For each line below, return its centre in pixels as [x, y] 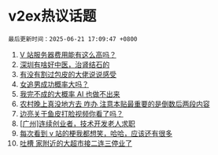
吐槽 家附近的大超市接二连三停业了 [76, 143]
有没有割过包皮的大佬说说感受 [68, 74]
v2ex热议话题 [52, 16]
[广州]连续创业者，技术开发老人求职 [78, 124]
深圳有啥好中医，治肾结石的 [65, 65]
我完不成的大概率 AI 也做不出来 [70, 94]
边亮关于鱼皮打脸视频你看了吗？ [71, 113]
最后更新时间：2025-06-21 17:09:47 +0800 [73, 39]
